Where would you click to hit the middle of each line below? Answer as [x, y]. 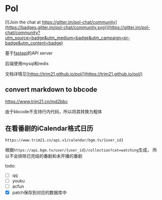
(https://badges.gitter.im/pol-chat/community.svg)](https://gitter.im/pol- [78, 27]
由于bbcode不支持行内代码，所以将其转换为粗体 [54, 111]
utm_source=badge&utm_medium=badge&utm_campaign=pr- [68, 38]
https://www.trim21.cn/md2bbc [36, 101]
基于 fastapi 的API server [29, 53]
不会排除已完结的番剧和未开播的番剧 [46, 156]
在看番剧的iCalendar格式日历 [49, 129]
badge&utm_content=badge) [34, 43]
